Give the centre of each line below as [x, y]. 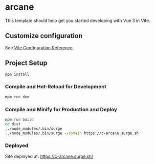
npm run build [20, 119]
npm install [17, 74]
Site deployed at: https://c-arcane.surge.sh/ [49, 156]
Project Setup [26, 63]
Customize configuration [44, 36]
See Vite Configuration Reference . [40, 47]
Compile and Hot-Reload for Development [56, 87]
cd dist [13, 124]
